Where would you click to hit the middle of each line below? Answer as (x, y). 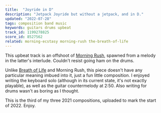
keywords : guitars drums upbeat (38, 28)
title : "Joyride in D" (29, 10)
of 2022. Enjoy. (20, 105)
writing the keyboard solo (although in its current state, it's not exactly (76, 80)
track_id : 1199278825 (27, 32)
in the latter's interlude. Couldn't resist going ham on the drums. (70, 60)
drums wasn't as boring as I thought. (42, 90)
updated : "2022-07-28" (28, 19)
